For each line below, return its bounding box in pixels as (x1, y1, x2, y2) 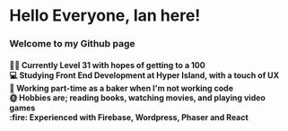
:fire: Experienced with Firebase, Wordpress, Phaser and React (9, 111, 249, 122)
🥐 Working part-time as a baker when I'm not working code (9, 83, 233, 93)
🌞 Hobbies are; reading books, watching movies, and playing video (9, 92, 266, 103)
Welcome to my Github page (9, 38, 136, 50)
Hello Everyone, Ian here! (9, 5, 201, 26)
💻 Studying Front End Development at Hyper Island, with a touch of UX (9, 69, 280, 81)
